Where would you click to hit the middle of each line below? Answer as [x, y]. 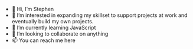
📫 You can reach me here [43, 40]
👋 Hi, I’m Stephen [33, 9]
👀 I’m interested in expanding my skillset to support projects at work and [99, 15]
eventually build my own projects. [53, 21]
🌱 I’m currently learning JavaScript [54, 27]
